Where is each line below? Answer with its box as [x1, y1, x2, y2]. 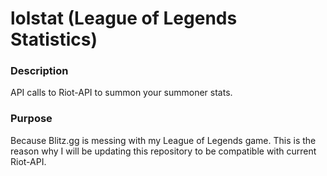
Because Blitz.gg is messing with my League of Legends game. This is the [10, 134, 317, 146]
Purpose [10, 112, 53, 126]
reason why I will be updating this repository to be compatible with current [10, 145, 317, 157]
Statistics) [10, 28, 98, 51]
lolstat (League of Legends [10, 7, 238, 30]
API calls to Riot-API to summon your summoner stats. [10, 87, 233, 99]
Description [10, 64, 69, 78]
